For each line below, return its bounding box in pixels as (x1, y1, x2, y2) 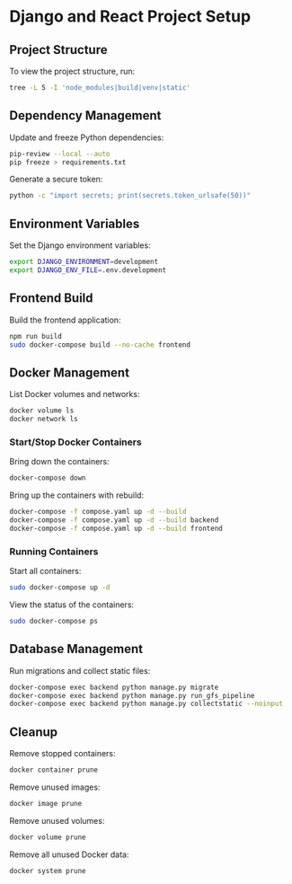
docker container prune (9, 765, 99, 774)
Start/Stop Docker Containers (9, 436, 142, 448)
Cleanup (9, 724, 58, 739)
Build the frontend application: (9, 314, 121, 325)
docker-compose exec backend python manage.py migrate (9, 683, 219, 692)
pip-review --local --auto (9, 149, 111, 158)
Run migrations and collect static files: (9, 665, 151, 676)
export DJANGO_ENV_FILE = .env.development (9, 266, 167, 275)
